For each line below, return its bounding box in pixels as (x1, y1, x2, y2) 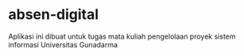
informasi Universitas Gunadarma (8, 39, 118, 49)
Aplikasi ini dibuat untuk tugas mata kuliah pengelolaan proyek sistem (8, 32, 236, 41)
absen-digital (8, 6, 99, 24)
